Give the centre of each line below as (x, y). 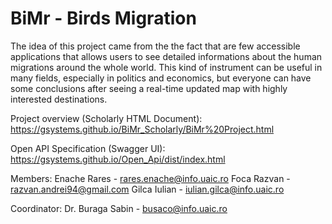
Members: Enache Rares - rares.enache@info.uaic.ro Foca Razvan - (150, 178)
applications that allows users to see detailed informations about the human (166, 56)
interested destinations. (59, 99)
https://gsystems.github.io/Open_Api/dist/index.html (118, 159)
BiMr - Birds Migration (103, 18)
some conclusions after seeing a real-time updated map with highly (149, 88)
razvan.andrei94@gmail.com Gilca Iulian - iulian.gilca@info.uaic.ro (147, 189)
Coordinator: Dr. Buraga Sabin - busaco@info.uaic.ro (119, 208)
